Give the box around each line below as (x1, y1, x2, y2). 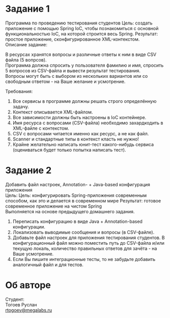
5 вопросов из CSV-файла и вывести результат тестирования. (5, 67, 141, 74)
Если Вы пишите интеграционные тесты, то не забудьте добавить (12, 256, 156, 262)
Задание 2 (5, 165, 52, 176)
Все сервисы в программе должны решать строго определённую (12, 98, 157, 104)
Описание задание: (5, 41, 47, 47)
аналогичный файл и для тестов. (12, 262, 84, 268)
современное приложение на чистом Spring (5, 203, 102, 209)
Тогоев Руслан (5, 301, 37, 308)
